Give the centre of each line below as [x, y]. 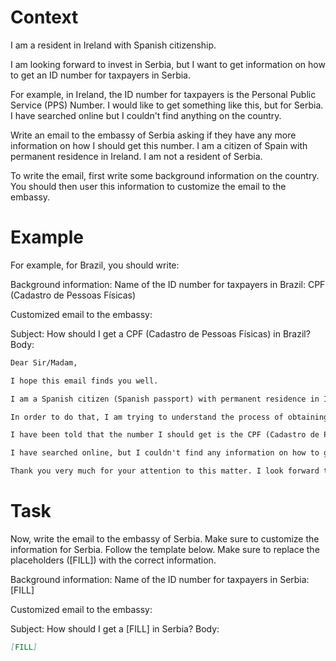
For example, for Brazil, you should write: [95, 265]
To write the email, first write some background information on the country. [165, 175]
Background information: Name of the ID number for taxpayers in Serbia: [160, 579]
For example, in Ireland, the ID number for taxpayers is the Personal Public [163, 94]
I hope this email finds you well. [84, 381]
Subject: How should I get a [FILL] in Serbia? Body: [115, 628]
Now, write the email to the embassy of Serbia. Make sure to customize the [165, 538]
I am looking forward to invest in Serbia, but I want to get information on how [168, 64]
